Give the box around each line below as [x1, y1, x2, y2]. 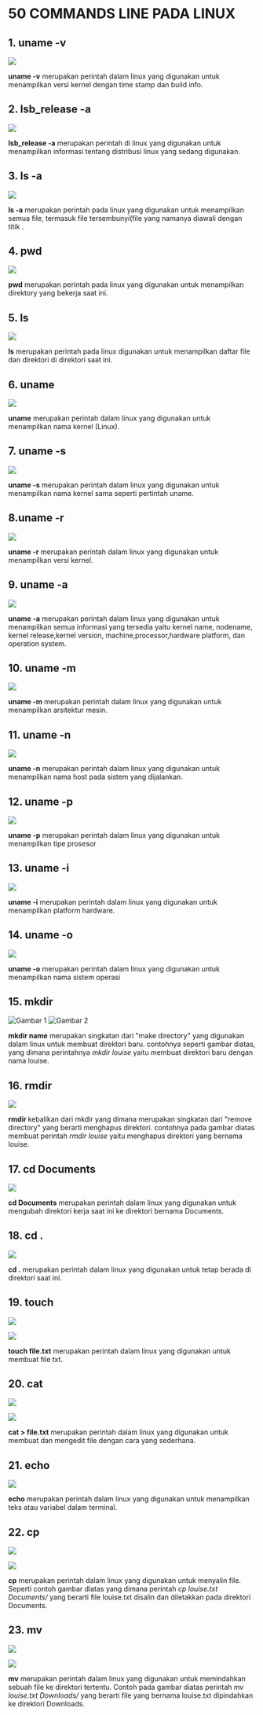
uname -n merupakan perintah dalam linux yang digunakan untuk [8, 764, 221, 773]
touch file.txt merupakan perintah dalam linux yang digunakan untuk [8, 1346, 232, 1356]
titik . [8, 222, 24, 231]
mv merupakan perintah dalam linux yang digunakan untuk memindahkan [8, 1673, 246, 1683]
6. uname [8, 378, 55, 391]
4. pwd [8, 244, 42, 258]
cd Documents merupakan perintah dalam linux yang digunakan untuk [8, 1198, 237, 1207]
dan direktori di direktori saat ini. [8, 355, 113, 365]
